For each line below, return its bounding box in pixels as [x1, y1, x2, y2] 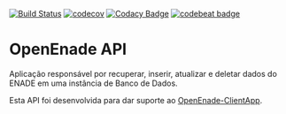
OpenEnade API [9, 40, 127, 59]
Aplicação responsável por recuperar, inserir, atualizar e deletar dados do [9, 68, 277, 79]
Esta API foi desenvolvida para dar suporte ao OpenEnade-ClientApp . [9, 95, 263, 105]
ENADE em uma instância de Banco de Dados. [9, 78, 179, 88]
